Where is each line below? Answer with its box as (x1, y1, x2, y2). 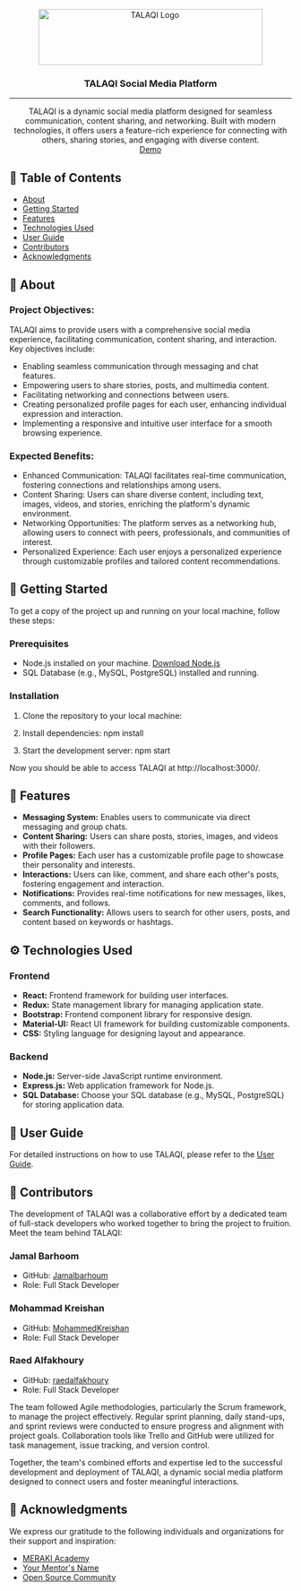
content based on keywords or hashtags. (21, 917, 174, 928)
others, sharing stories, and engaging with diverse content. (41, 134, 260, 145)
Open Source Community (21, 1571, 116, 1582)
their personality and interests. (21, 860, 136, 870)
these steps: (9, 615, 56, 626)
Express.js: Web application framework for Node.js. (21, 1080, 215, 1091)
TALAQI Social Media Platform (83, 77, 218, 90)
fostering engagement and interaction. (21, 878, 165, 889)
